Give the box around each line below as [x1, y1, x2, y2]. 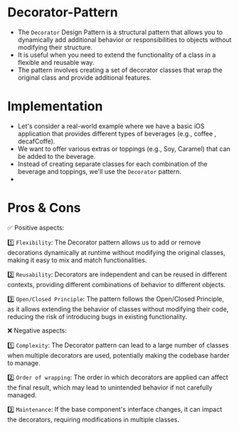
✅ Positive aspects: [7, 223, 65, 232]
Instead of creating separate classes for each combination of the [17, 160, 208, 168]
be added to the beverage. [17, 152, 96, 160]
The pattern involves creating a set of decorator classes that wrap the [17, 66, 223, 74]
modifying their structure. [17, 43, 92, 51]
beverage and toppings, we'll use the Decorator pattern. [17, 167, 181, 175]
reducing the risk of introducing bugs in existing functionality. [7, 312, 187, 321]
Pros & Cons [7, 200, 81, 216]
